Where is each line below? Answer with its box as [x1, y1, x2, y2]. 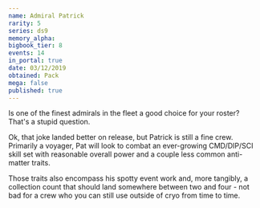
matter [8, 158, 30, 168]
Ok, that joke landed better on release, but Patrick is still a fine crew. [8, 133, 234, 142]
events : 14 [8, 49, 45, 57]
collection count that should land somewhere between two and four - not [8, 182, 250, 192]
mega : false [8, 79, 48, 87]
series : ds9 [8, 27, 48, 35]
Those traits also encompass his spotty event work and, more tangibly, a [8, 173, 249, 183]
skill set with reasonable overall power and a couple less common [8, 149, 226, 159]
